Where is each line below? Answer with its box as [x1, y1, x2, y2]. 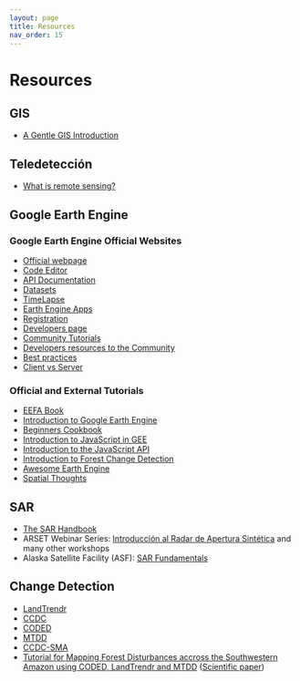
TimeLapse [22, 294, 66, 304]
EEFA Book [22, 405, 64, 416]
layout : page [9, 13, 59, 23]
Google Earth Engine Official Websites [9, 234, 182, 247]
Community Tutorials [22, 332, 102, 343]
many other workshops [22, 542, 110, 553]
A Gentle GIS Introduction [22, 129, 119, 141]
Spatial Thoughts [22, 473, 88, 484]
